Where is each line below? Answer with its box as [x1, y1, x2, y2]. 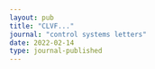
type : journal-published [9, 47, 103, 56]
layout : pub [9, 13, 54, 22]
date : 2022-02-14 [9, 38, 75, 47]
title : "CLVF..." [9, 22, 75, 30]
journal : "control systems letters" [9, 30, 147, 39]
